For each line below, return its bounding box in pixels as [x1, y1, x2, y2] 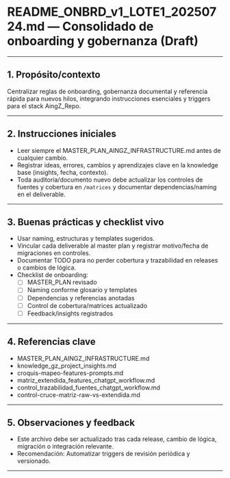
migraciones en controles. [16, 249, 91, 257]
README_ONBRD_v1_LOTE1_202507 [7, 4, 217, 20]
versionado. [16, 457, 51, 465]
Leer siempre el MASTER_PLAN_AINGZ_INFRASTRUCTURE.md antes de [16, 146, 221, 154]
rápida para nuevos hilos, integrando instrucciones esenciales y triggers [7, 94, 211, 103]
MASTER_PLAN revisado [27, 278, 97, 287]
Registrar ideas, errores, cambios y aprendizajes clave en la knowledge [16, 160, 218, 169]
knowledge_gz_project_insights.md [16, 361, 116, 370]
